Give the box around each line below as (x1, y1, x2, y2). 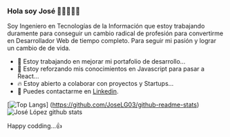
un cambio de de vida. (7, 44, 71, 53)
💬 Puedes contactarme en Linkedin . (17, 87, 119, 95)
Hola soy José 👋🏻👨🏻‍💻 (7, 6, 81, 16)
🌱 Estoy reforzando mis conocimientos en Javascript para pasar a (17, 65, 205, 73)
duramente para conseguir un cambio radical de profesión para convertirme (7, 29, 224, 37)
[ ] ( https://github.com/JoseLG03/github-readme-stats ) (7, 100, 200, 109)
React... (17, 72, 39, 80)
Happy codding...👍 (7, 122, 62, 130)
